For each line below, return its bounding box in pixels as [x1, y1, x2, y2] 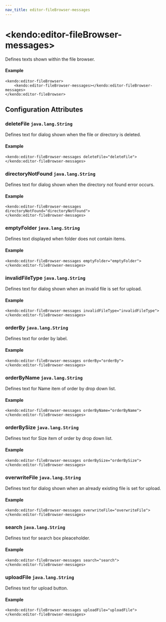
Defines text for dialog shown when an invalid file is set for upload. [5, 286, 142, 292]
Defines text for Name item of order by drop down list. [5, 385, 116, 391]
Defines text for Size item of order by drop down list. [5, 435, 113, 441]
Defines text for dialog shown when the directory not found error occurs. [5, 181, 155, 188]
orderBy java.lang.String [5, 324, 68, 331]
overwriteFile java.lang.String [5, 474, 81, 481]
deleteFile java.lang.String [5, 121, 73, 128]
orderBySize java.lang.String [5, 424, 79, 431]
